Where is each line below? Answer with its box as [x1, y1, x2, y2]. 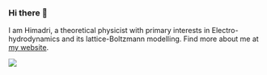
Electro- [211, 26, 239, 35]
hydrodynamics [8, 34, 61, 44]
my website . [8, 43, 49, 52]
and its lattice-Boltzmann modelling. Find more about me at [61, 34, 259, 44]
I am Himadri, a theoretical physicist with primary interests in [8, 26, 210, 35]
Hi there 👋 [8, 7, 49, 19]
